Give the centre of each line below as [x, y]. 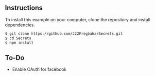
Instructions [24, 8]
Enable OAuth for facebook [39, 69]
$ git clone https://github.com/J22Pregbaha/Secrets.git [64, 33]
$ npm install [19, 43]
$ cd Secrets [18, 38]
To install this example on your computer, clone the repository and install [78, 19]
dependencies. [20, 25]
